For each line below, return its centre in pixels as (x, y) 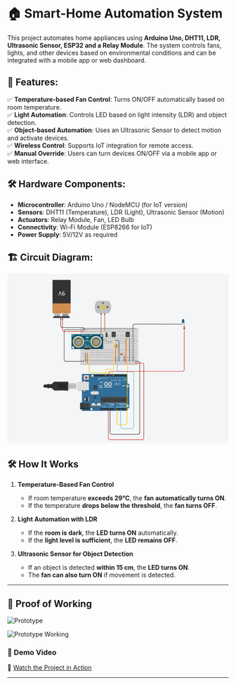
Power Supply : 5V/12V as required (67, 234)
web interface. (28, 161)
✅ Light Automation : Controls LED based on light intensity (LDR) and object (117, 115)
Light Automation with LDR (57, 519)
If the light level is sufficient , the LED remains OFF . (103, 540)
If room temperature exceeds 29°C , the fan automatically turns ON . (127, 498)
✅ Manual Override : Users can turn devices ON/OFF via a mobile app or (112, 153)
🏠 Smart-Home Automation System (115, 14)
